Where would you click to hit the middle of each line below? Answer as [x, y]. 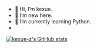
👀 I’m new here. [34, 15]
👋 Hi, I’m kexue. [34, 9]
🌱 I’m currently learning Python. [53, 21]
